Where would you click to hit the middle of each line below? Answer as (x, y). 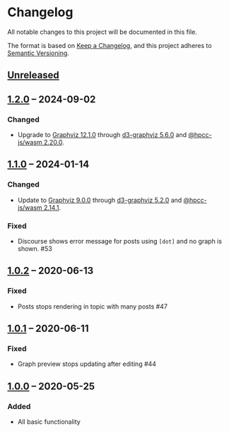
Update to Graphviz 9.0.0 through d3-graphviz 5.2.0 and (100, 200)
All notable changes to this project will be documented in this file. (102, 32)
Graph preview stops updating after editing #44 (87, 364)
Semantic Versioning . (38, 53)
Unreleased (34, 75)
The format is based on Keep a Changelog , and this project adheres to (110, 45)
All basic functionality (49, 422)
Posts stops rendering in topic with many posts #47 (93, 306)
